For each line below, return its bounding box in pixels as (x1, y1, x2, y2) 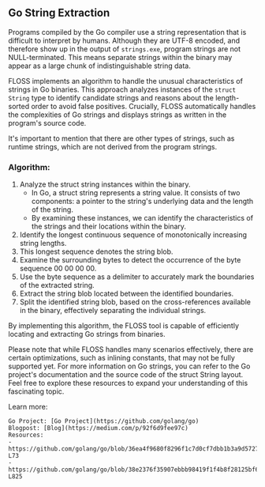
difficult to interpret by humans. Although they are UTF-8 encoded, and (8, 36, 241, 45)
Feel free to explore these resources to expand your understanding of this (8, 379, 248, 388)
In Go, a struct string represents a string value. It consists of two (31, 188, 241, 198)
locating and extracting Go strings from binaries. (8, 330, 166, 339)
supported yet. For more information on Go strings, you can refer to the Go (8, 361, 251, 371)
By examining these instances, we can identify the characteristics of (31, 213, 254, 223)
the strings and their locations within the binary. (31, 221, 187, 232)
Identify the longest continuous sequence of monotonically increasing (19, 230, 247, 240)
